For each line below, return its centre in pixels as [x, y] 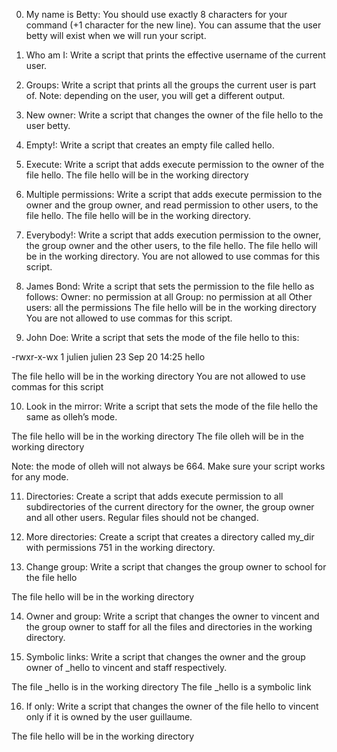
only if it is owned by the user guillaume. [109, 717]
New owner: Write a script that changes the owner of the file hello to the [174, 115]
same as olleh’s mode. [71, 417]
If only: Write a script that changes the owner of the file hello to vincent [172, 706]
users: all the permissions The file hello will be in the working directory [171, 307]
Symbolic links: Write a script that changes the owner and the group [165, 657]
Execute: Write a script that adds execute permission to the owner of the [175, 164]
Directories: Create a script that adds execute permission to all [154, 496]
